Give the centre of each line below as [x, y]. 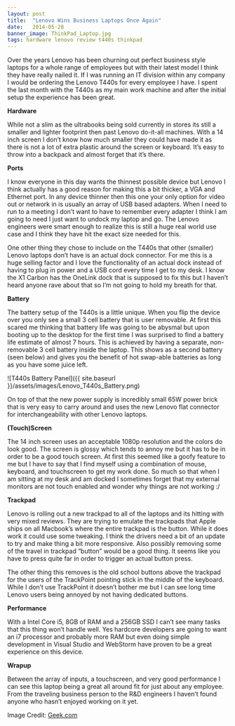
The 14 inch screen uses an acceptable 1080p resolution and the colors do [115, 442]
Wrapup [19, 665]
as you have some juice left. [48, 365]
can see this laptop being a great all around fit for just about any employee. [116, 687]
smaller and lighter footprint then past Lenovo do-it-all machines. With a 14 [115, 132]
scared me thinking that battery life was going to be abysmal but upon [108, 327]
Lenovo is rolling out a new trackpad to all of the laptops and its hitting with [116, 514]
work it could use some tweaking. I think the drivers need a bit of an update [116, 536]
